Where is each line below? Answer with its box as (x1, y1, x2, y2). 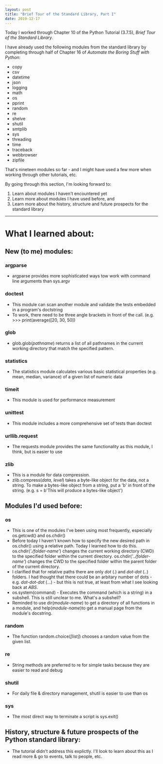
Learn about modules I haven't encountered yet (12, 191, 107, 196)
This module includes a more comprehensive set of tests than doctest (12, 420, 152, 426)
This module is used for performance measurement (12, 397, 115, 403)
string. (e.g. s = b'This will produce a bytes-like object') (12, 488, 123, 493)
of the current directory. (12, 564, 60, 569)
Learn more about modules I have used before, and (12, 196, 115, 202)
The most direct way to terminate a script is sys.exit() (12, 714, 119, 720)
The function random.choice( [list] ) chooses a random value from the (12, 633, 149, 639)
